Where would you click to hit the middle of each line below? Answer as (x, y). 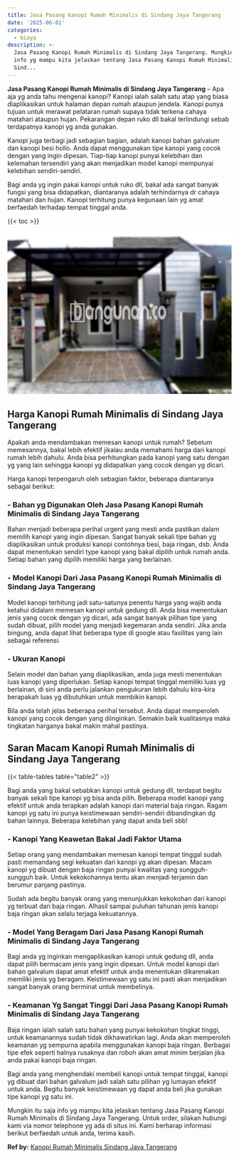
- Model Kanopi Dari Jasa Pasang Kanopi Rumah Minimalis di (115, 578)
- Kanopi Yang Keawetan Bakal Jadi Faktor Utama (95, 839)
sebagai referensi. (34, 640)
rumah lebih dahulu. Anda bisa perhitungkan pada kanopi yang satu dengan (118, 458)
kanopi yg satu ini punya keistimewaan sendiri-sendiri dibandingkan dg (111, 813)
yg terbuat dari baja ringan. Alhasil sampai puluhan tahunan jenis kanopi (113, 906)
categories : (25, 30)
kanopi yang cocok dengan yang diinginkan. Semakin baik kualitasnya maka (119, 718)
